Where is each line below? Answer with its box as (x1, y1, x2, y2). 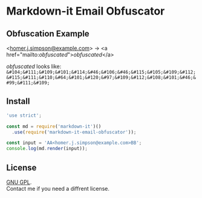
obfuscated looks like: (6, 63, 62, 70)
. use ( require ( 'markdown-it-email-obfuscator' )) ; (11, 129, 137, 135)
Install (6, 96, 30, 107)
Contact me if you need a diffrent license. (6, 185, 110, 192)
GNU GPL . (6, 179, 32, 186)
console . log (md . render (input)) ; (6, 146, 88, 152)
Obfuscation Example (6, 29, 90, 39)
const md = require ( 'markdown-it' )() (6, 123, 102, 129)
